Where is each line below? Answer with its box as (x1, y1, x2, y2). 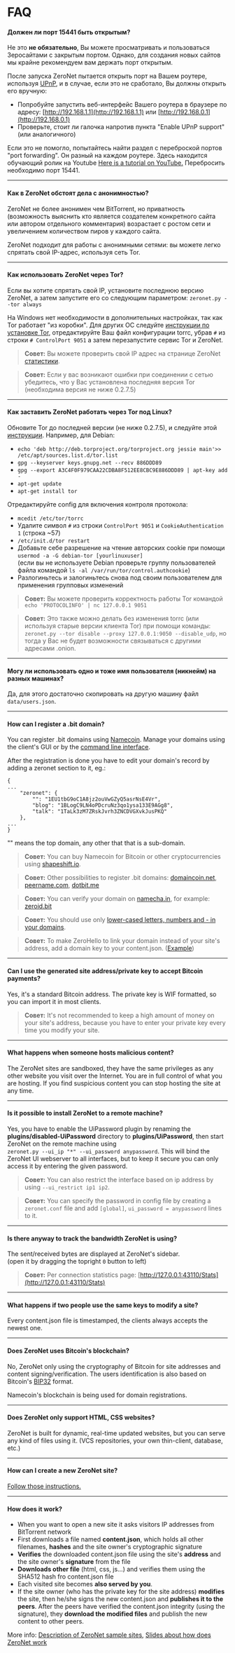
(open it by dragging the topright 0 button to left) (7, 1257, 147, 1266)
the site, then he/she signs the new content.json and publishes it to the (17, 1595, 224, 1603)
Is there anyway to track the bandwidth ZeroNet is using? (7, 1234, 177, 1243)
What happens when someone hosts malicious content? (7, 1048, 174, 1057)
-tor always (7, 301, 42, 308)
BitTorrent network (17, 1527, 72, 1537)
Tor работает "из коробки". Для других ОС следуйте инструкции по (7, 321, 210, 329)
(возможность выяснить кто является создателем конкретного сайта (7, 212, 216, 220)
